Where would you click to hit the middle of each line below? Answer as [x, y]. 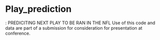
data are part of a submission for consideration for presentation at [74, 28]
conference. [18, 33]
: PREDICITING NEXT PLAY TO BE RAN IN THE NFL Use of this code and [80, 23]
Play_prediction [38, 9]
